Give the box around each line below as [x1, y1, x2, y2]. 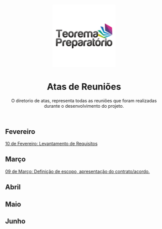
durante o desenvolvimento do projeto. [44, 103, 124, 109]
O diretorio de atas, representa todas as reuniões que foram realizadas [11, 98, 157, 104]
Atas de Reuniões [46, 81, 121, 93]
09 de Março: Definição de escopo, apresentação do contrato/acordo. [5, 168, 150, 174]
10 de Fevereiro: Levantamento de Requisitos [5, 140, 98, 146]
